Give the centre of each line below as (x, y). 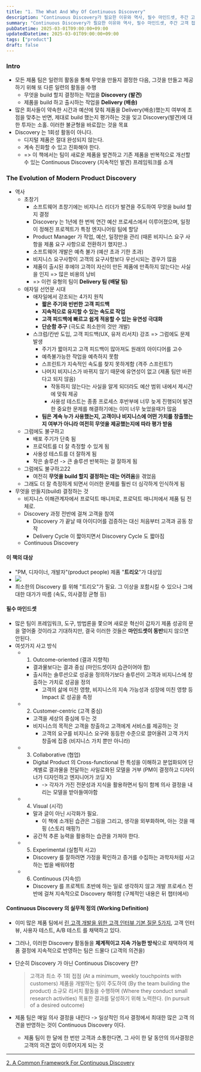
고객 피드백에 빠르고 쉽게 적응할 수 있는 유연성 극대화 (102, 319)
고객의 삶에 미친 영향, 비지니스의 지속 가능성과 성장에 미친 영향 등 (117, 689)
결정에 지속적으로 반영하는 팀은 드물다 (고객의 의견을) (83, 950)
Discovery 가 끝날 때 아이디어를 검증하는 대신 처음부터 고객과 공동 (110, 521)
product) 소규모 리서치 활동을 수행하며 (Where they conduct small (109, 991)
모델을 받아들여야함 (75, 792)
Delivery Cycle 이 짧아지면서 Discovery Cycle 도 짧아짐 (98, 536)
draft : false (22, 46)
